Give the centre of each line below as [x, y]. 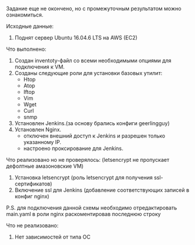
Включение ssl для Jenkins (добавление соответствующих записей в [102, 190]
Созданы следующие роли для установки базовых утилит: [88, 73]
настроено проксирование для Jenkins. [73, 148]
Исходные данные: [30, 26]
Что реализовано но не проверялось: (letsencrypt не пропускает [88, 160]
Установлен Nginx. [38, 130]
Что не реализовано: [32, 226]
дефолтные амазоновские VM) [45, 166]
